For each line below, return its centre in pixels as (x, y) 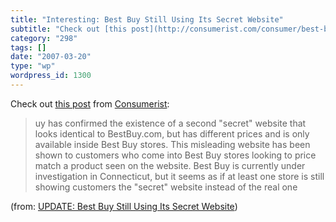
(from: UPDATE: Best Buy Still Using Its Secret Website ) (124, 206)
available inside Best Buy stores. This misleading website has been (172, 144)
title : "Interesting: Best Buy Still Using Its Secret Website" (147, 19)
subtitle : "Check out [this (69, 29)
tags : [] (28, 47)
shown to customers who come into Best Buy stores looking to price (175, 155)
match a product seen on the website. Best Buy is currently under (170, 165)
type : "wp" (33, 66)
